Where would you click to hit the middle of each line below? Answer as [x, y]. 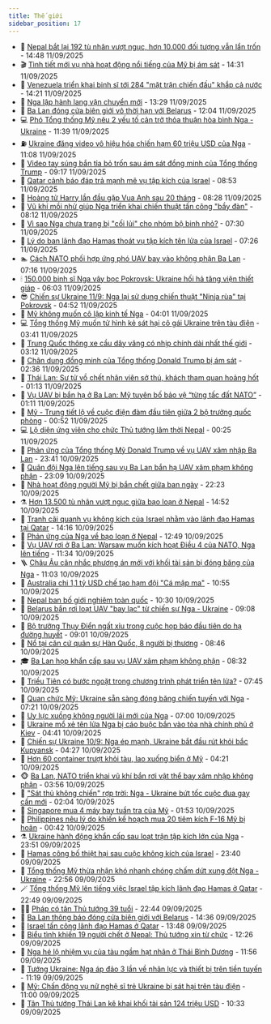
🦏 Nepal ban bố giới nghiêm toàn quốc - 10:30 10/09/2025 [117, 600]
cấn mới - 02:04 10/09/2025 [67, 801]
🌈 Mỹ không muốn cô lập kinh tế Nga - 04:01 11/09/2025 [114, 314]
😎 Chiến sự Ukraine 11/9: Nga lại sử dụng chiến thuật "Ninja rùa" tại [133, 296]
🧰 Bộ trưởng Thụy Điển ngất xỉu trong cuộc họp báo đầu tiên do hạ [131, 626]
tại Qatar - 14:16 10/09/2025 [67, 527]
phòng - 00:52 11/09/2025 [64, 420]
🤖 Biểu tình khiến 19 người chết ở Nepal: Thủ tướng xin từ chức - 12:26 [136, 934]
